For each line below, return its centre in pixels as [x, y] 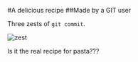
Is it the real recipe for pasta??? [53, 51]
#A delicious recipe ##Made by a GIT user [69, 10]
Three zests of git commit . [46, 24]
